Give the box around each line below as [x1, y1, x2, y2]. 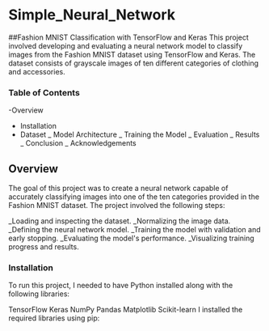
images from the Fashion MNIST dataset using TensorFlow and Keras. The [8, 49, 256, 59]
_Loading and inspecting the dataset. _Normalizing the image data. [8, 216, 231, 226]
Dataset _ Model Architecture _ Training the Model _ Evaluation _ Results [19, 129, 260, 139]
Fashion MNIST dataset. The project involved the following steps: [8, 201, 225, 210]
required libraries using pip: [8, 313, 100, 323]
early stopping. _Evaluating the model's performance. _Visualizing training [8, 233, 254, 244]
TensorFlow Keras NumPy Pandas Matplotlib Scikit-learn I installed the [8, 305, 243, 315]
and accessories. [8, 66, 66, 76]
